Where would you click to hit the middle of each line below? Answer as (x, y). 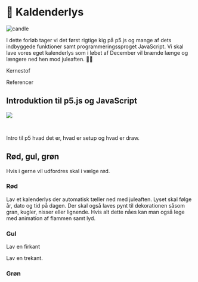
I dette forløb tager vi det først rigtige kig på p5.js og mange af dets (89, 40)
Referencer (20, 82)
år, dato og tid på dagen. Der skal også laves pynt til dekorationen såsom (95, 205)
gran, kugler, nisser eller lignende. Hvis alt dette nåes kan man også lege (95, 212)
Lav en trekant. (24, 258)
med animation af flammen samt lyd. (51, 218)
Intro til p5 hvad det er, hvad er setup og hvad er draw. (73, 138)
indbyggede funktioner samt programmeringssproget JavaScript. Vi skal (95, 46)
